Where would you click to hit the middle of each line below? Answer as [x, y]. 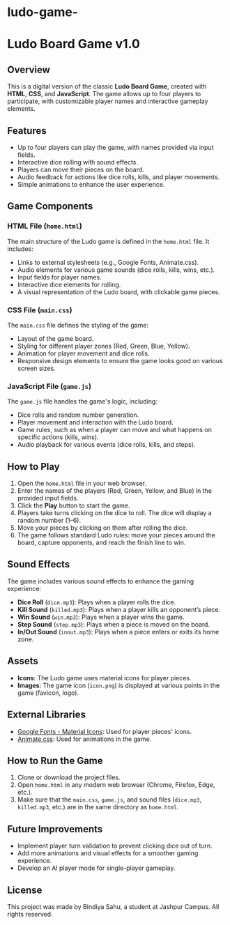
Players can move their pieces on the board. [80, 169]
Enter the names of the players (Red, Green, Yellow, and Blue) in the [115, 491]
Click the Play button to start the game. [74, 505]
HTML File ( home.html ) [45, 226]
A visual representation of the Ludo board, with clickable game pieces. [119, 292]
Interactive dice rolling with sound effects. [77, 162]
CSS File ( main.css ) [40, 309]
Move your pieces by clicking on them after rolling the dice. [102, 528]
